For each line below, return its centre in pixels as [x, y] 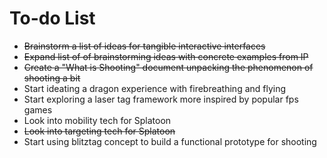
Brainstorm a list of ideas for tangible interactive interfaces [144, 46]
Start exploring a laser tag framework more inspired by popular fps [161, 99]
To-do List [52, 18]
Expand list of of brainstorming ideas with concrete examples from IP [166, 56]
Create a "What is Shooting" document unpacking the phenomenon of [168, 67]
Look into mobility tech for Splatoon [97, 120]
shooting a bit [52, 78]
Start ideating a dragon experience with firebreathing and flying [155, 88]
